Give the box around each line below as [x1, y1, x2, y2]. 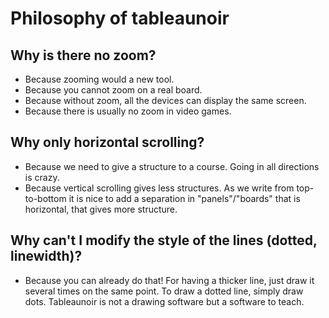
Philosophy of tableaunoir [10, 7, 230, 30]
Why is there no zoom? [10, 47, 157, 64]
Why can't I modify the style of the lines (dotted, [10, 232, 318, 249]
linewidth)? [10, 248, 83, 265]
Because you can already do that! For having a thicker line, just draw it [24, 274, 315, 286]
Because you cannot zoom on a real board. [24, 84, 203, 96]
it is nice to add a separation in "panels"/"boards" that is [68, 192, 301, 204]
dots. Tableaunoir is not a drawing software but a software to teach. [24, 295, 305, 307]
